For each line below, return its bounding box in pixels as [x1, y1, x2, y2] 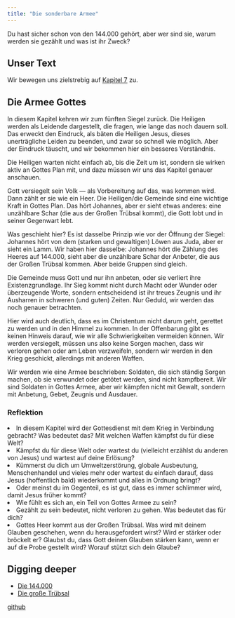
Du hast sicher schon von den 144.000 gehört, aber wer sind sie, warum [7, 29, 216, 38]
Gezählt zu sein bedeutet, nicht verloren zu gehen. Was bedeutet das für [16, 506, 227, 514]
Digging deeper [7, 563, 76, 575]
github [7, 603, 26, 611]
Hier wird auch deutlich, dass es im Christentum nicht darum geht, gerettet [7, 317, 223, 325]
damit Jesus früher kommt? [7, 490, 87, 499]
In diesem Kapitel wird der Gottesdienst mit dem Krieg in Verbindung [16, 424, 215, 432]
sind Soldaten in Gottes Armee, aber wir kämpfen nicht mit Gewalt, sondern [7, 383, 226, 391]
